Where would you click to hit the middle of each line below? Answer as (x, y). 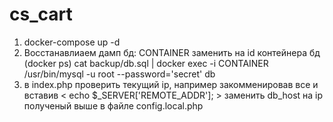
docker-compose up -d (72, 42)
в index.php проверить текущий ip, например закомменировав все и (171, 84)
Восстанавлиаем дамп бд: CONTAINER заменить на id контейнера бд (172, 52)
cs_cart (41, 14)
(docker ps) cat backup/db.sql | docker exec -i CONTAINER (146, 63)
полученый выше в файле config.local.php (113, 105)
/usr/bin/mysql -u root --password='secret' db (119, 74)
